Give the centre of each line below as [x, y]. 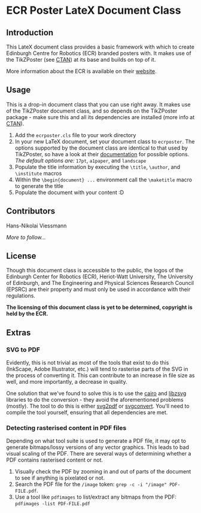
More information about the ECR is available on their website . [81, 71]
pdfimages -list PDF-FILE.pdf [53, 504]
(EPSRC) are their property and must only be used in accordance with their [98, 289]
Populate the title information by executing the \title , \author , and [98, 167]
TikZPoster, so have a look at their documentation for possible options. [102, 154]
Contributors [31, 211]
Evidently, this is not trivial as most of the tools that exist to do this [88, 363]
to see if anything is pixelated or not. [60, 478]
